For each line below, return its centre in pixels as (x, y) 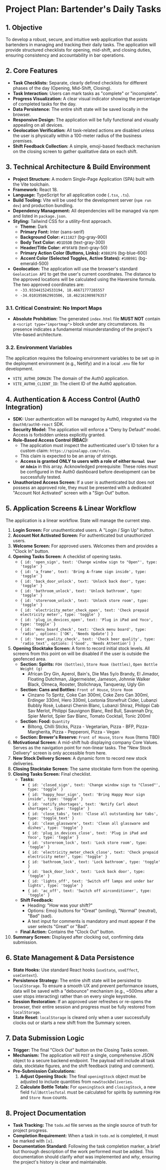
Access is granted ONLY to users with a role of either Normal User (88, 461)
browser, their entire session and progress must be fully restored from (84, 1007)
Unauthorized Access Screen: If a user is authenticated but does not (83, 482)
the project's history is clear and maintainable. (60, 1162)
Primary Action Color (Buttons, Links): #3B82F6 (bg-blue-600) (84, 253)
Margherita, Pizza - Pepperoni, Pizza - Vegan (74, 731)
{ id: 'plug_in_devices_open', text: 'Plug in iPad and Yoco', (87, 620)
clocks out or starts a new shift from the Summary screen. (72, 1023)
